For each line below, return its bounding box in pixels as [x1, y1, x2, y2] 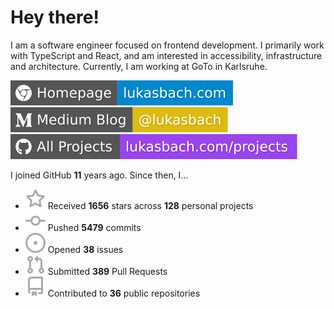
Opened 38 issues [47, 243, 124, 255]
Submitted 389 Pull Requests [47, 265, 168, 277]
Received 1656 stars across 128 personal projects [47, 199, 254, 211]
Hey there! [10, 6, 100, 29]
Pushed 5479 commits [47, 221, 142, 233]
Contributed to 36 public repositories [47, 287, 201, 299]
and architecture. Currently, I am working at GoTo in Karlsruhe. [10, 60, 268, 72]
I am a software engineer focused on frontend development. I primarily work [10, 39, 325, 51]
